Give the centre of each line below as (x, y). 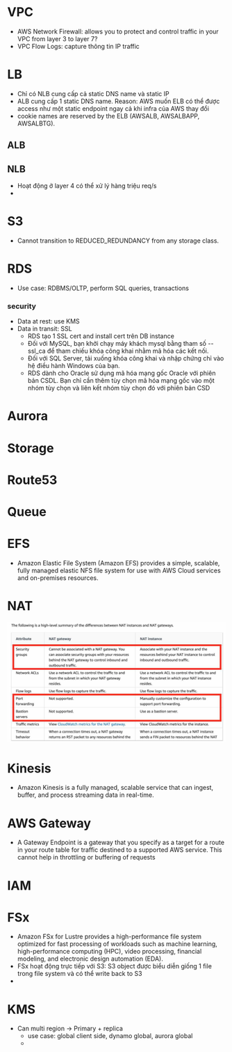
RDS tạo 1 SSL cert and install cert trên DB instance (101, 336)
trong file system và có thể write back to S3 (80, 974)
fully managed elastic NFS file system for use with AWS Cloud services (119, 570)
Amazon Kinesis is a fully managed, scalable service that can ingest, (115, 788)
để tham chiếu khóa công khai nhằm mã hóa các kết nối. (128, 351)
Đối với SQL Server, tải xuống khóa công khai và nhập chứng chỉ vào (126, 358)
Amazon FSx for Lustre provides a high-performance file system (109, 937)
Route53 (32, 480)
